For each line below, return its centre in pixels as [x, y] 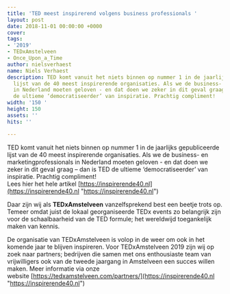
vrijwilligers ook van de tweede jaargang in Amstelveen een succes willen [111, 261]
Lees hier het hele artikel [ [44, 184]
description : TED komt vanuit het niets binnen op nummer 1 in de [104, 77]
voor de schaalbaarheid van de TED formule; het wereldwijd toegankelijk [110, 219]
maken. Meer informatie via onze [54, 269]
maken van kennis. [34, 226]
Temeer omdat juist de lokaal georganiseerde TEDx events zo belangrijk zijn [114, 211]
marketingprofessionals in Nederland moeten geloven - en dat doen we [108, 162]
